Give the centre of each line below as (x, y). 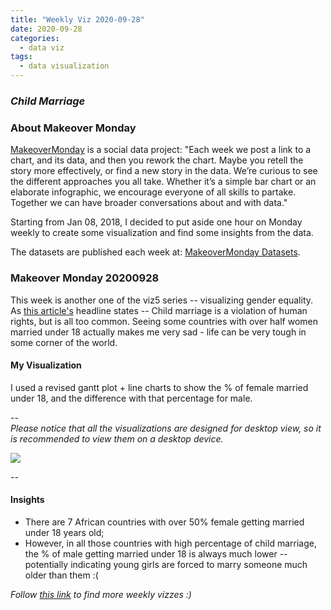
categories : (35, 38)
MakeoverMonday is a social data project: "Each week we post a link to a (161, 150)
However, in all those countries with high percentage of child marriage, (170, 543)
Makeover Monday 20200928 (85, 278)
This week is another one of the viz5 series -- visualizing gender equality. (162, 300)
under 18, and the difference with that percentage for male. (131, 398)
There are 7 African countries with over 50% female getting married (164, 522)
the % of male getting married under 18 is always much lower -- (156, 553)
